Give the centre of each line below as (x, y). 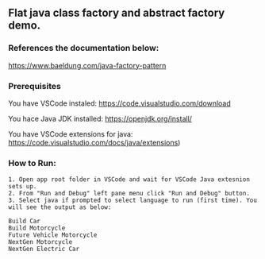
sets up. (23, 187)
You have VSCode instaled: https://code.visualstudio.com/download (120, 103)
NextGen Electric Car (44, 249)
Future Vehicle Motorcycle (53, 235)
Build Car (25, 222)
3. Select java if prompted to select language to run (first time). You (133, 201)
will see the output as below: (60, 207)
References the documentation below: (84, 48)
